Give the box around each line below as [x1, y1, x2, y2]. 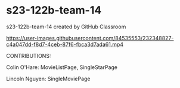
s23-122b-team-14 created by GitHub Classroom [6, 23, 126, 30]
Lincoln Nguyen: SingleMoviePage [6, 75, 91, 82]
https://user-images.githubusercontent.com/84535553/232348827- [6, 34, 174, 41]
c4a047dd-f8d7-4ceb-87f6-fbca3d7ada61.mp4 [6, 41, 124, 48]
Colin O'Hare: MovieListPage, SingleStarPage [6, 63, 118, 71]
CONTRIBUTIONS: [6, 52, 51, 59]
